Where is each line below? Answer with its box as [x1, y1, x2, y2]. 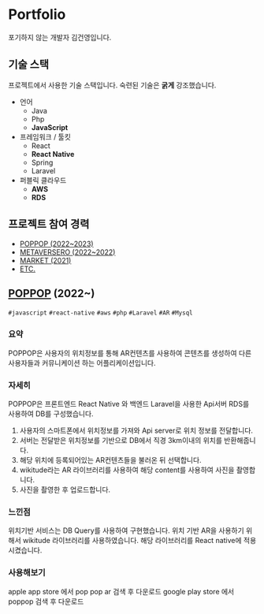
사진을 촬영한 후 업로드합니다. [19, 485, 111, 494]
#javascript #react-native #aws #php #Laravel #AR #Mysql [8, 309, 193, 317]
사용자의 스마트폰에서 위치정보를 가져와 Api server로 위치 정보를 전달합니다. [19, 426, 254, 435]
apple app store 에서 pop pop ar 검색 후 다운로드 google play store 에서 [8, 586, 235, 596]
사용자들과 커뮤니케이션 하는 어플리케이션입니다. [8, 358, 156, 367]
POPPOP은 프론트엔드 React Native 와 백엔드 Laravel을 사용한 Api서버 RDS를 [8, 399, 250, 408]
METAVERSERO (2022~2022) [19, 247, 116, 257]
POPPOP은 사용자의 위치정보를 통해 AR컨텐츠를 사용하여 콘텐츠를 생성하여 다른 [8, 348, 252, 358]
